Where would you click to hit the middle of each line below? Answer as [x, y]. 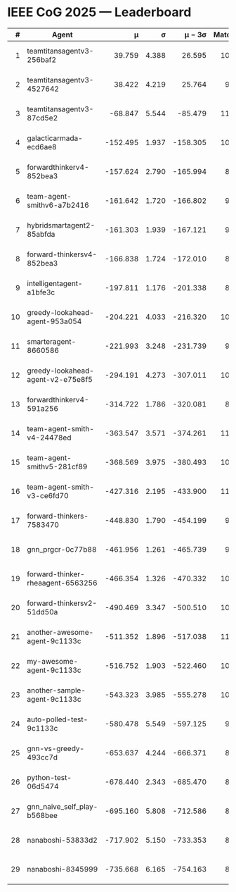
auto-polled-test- [58, 719]
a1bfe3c [41, 292]
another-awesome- [60, 632]
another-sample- [57, 690]
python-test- [50, 777]
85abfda [41, 234]
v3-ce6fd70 [48, 495]
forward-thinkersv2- [62, 603]
